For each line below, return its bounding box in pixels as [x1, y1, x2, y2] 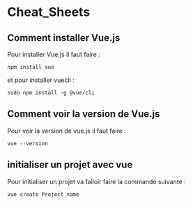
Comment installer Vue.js [7, 32, 121, 44]
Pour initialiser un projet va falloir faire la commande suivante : [7, 177, 186, 186]
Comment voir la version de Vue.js [7, 108, 160, 120]
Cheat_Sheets [7, 4, 91, 20]
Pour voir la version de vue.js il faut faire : [7, 126, 127, 135]
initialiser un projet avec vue [7, 159, 133, 171]
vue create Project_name [7, 190, 79, 198]
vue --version [7, 140, 49, 147]
